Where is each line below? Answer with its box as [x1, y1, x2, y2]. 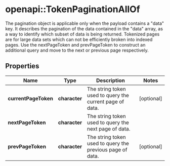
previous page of [87, 146, 127, 153]
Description [96, 77, 125, 84]
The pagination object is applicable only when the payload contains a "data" [5, 20, 164, 26]
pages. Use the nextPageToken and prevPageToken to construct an [5, 41, 146, 48]
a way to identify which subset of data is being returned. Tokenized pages [5, 31, 160, 37]
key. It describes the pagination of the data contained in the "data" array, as [5, 25, 163, 31]
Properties [5, 62, 39, 70]
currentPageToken [8, 95, 54, 102]
